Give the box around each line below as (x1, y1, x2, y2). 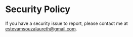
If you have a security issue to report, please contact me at (5, 20, 128, 26)
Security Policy (5, 4, 71, 15)
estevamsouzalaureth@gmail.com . (5, 25, 77, 31)
